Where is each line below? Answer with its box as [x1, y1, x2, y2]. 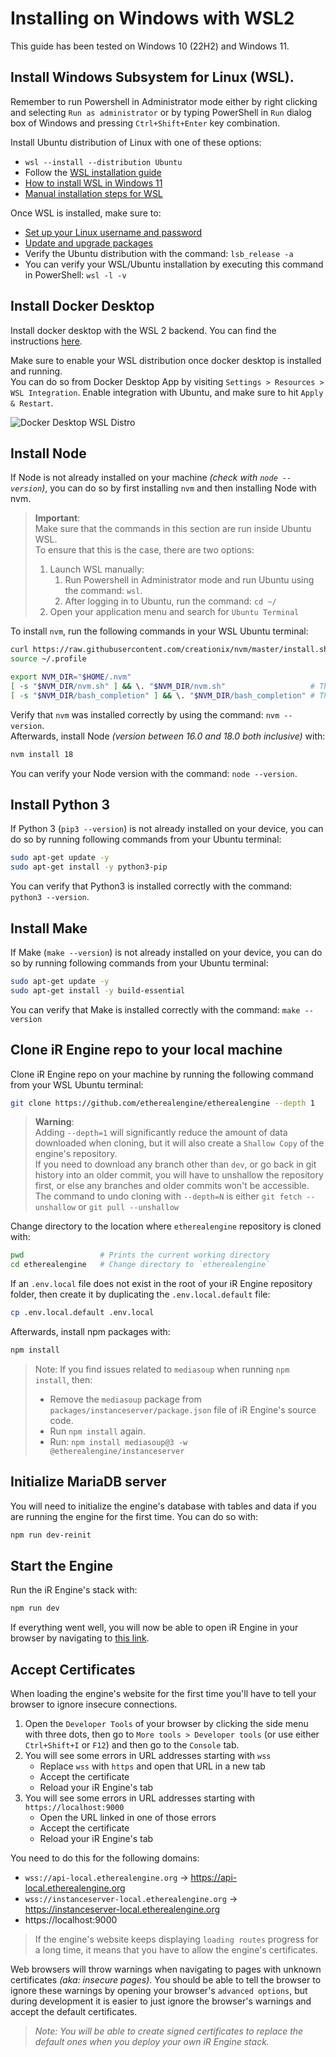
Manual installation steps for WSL [24, 187, 163, 199]
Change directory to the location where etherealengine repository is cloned [10, 1220, 322, 1232]
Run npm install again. [49, 1425, 146, 1437]
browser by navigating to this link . [10, 1632, 150, 1644]
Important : [34, 512, 81, 524]
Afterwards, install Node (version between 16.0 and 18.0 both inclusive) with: [10, 730, 326, 742]
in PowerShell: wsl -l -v [24, 268, 127, 281]
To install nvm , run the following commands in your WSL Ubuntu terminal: [10, 625, 309, 637]
